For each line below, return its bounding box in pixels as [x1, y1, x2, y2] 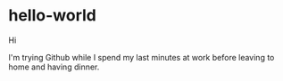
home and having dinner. [8, 61, 100, 72]
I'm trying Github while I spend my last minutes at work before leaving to [8, 52, 275, 62]
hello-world [8, 5, 97, 26]
